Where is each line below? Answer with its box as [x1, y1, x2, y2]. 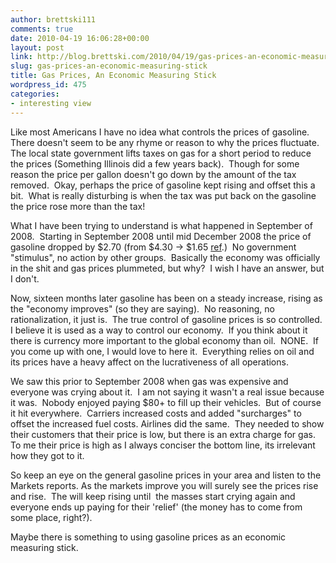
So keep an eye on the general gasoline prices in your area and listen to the [10, 469, 322, 481]
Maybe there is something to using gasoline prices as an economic [10, 531, 287, 543]
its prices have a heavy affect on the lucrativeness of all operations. [10, 356, 289, 368]
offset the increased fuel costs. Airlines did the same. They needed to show [10, 417, 325, 430]
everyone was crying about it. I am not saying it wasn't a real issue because [10, 386, 325, 398]
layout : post [10, 42, 65, 53]
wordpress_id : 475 [10, 80, 87, 90]
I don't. [10, 272, 40, 285]
